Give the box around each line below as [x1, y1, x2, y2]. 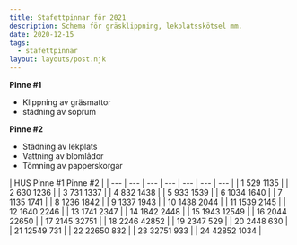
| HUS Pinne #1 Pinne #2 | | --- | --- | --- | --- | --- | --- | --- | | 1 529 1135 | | [9, 178, 289, 188]
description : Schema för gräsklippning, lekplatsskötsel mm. [9, 22, 243, 31]
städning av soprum [22, 107, 97, 117]
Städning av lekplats [22, 141, 98, 152]
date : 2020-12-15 [9, 30, 74, 39]
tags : [9, 38, 30, 48]
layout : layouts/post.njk [9, 55, 106, 64]
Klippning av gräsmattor [22, 97, 111, 108]
